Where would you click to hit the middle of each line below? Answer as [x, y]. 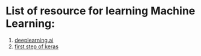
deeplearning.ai [34, 40]
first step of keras [36, 46]
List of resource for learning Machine [101, 11]
